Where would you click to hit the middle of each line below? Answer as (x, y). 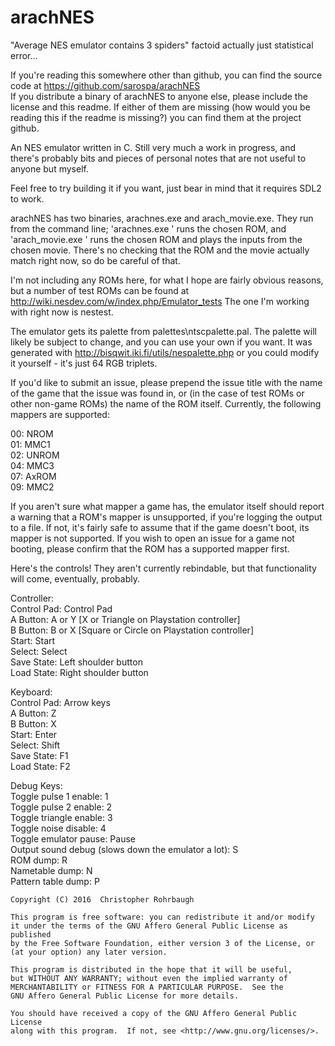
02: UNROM (35, 455)
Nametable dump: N (51, 870)
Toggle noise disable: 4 (58, 828)
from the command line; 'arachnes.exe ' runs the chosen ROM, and (148, 228)
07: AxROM (33, 476)
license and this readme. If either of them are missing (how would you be (160, 107)
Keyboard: (31, 692)
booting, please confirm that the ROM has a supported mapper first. (150, 548)
